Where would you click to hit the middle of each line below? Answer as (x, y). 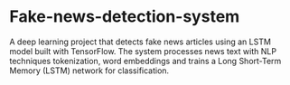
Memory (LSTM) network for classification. (89, 71)
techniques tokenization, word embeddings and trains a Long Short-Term (145, 61)
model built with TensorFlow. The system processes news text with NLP (143, 51)
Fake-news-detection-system (125, 17)
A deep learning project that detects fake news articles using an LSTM (140, 42)
